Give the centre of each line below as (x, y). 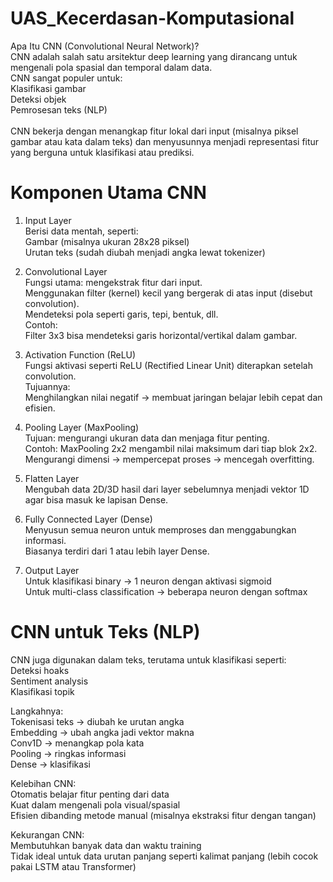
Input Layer (48, 220)
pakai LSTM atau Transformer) (73, 866)
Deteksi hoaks (40, 670)
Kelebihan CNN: (43, 783)
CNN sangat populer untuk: (66, 78)
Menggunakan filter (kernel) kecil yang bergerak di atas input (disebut (168, 293)
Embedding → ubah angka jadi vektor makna (102, 732)
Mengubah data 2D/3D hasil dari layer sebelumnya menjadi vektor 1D (167, 489)
